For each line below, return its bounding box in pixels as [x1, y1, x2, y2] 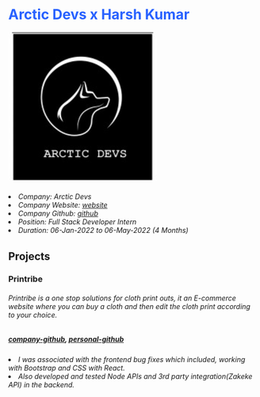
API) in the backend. [8, 380, 75, 389]
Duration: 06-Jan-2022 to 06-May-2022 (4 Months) [18, 225, 189, 235]
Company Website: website [18, 200, 109, 209]
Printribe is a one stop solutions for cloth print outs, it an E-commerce [8, 293, 236, 303]
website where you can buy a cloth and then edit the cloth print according [8, 301, 251, 311]
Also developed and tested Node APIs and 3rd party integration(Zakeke [18, 371, 253, 381]
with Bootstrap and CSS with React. [8, 363, 125, 372]
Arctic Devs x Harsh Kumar [8, 6, 190, 24]
